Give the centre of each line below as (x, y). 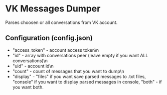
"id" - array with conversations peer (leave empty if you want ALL (80, 55)
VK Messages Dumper (53, 9)
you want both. (28, 87)
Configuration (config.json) (49, 38)
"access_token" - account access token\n (56, 50)
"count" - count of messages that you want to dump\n (68, 71)
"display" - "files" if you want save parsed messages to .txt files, (79, 76)
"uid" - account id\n (33, 66)
